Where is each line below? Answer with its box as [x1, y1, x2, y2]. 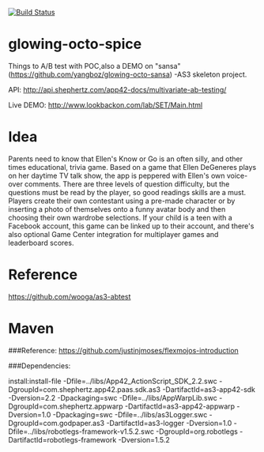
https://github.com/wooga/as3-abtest [8, 292, 131, 301]
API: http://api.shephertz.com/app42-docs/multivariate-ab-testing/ [8, 85, 227, 94]
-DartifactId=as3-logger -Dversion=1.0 [106, 418, 232, 428]
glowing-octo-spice [8, 36, 142, 53]
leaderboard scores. [8, 238, 74, 247]
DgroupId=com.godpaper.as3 [8, 418, 105, 428]
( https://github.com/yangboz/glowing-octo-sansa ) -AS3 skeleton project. [8, 70, 247, 79]
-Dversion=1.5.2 [118, 435, 170, 444]
